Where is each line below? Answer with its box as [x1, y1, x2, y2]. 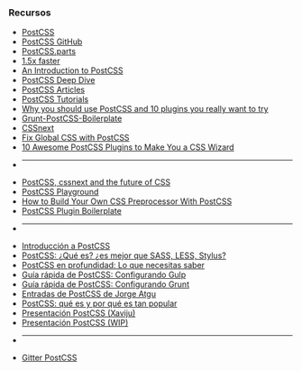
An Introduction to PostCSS [21, 65, 124, 76]
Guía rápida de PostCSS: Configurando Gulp [21, 269, 187, 281]
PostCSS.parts [21, 46, 77, 57]
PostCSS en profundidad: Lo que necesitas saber [21, 260, 205, 271]
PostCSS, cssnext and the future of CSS [21, 177, 171, 188]
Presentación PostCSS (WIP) [21, 318, 129, 329]
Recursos [8, 6, 51, 19]
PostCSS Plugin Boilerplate [21, 206, 123, 217]
